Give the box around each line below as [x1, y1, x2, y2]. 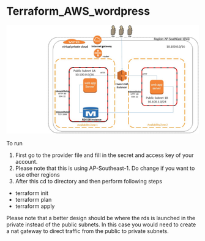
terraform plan [15, 196, 52, 204]
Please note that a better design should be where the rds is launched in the [6, 215, 196, 222]
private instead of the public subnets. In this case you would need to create [6, 221, 196, 228]
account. [15, 158, 38, 166]
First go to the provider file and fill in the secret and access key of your [15, 151, 194, 159]
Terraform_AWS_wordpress [6, 4, 151, 18]
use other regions [15, 171, 60, 178]
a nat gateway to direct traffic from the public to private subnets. [6, 228, 170, 235]
